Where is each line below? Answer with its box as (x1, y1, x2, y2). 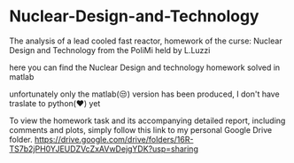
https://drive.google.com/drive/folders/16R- (34, 134, 194, 144)
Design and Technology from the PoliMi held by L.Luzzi (9, 44, 211, 55)
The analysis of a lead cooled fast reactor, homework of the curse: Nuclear (9, 35, 282, 46)
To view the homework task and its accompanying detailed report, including (9, 115, 286, 126)
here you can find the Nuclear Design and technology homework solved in (9, 62, 281, 73)
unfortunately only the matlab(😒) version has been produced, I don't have (9, 89, 281, 99)
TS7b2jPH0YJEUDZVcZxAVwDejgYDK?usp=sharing (9, 144, 199, 154)
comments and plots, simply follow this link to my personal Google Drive (9, 124, 273, 135)
